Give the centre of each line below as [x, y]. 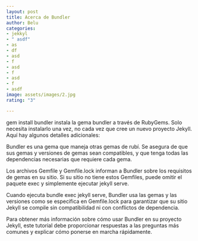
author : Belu [22, 23]
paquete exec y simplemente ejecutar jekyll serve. [68, 183]
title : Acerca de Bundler [38, 17]
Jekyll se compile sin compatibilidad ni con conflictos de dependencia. [93, 207]
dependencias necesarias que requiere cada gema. [69, 159]
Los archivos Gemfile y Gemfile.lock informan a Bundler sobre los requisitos [99, 171]
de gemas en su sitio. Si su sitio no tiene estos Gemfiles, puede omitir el [94, 177]
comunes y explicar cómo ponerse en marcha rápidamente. [79, 231]
